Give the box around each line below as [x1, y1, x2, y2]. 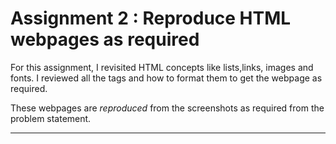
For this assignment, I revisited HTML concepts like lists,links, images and [10, 61, 314, 73]
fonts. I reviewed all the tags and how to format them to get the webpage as [10, 72, 323, 84]
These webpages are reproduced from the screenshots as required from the [10, 102, 325, 114]
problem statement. [10, 112, 92, 124]
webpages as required [10, 28, 200, 51]
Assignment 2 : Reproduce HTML [10, 7, 292, 30]
